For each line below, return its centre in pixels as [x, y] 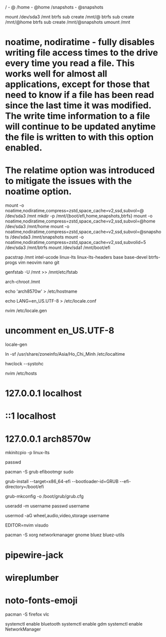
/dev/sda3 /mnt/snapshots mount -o [47, 237]
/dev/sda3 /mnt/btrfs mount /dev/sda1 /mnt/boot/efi [58, 247]
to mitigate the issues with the [69, 181]
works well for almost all [56, 74]
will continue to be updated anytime [81, 127]
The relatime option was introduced [80, 170]
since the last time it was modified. [78, 106]
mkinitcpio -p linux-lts [28, 453]
